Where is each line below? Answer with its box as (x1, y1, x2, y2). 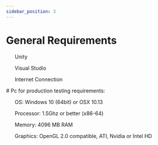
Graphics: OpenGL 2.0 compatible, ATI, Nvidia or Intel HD (14, 132, 153, 139)
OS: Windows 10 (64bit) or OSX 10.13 (14, 98, 103, 105)
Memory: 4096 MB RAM (14, 121, 73, 128)
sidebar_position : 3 (6, 8, 57, 15)
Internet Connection (14, 75, 63, 82)
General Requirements (6, 33, 117, 47)
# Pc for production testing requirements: (6, 87, 106, 94)
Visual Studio (14, 64, 47, 71)
